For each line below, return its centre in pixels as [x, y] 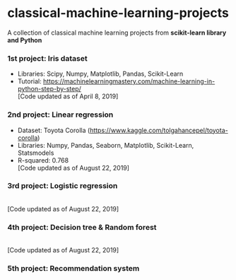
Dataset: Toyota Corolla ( [54, 130]
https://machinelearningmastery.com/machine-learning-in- [129, 81]
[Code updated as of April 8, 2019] [68, 96]
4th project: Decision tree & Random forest [82, 227]
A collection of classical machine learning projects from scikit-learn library [117, 33]
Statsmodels [36, 153]
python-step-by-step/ [49, 89]
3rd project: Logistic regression [63, 186]
